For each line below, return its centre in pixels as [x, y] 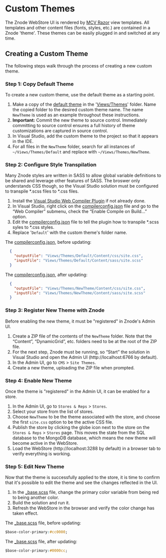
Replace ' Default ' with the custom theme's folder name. [70, 233]
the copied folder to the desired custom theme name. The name [78, 110]
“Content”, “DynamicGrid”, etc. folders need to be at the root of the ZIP [85, 341]
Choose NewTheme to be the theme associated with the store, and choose [86, 417]
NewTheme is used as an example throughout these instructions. [76, 115]
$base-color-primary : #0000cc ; [37, 551]
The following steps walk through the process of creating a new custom [79, 66]
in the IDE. [23, 141]
